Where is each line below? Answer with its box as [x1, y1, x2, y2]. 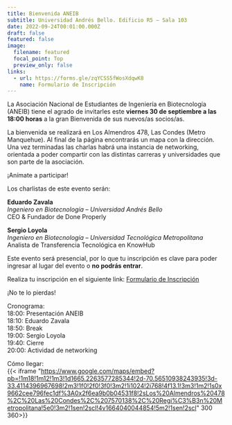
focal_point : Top [13, 55, 64, 62]
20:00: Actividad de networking [7, 346, 98, 354]
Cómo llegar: [7, 360, 44, 368]
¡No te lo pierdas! [7, 288, 57, 297]
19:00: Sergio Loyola [7, 331, 66, 340]
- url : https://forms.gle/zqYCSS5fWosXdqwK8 [13, 74, 144, 82]
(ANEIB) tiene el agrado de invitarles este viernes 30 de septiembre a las [7, 107, 217, 116]
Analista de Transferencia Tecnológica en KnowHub [7, 241, 156, 250]
